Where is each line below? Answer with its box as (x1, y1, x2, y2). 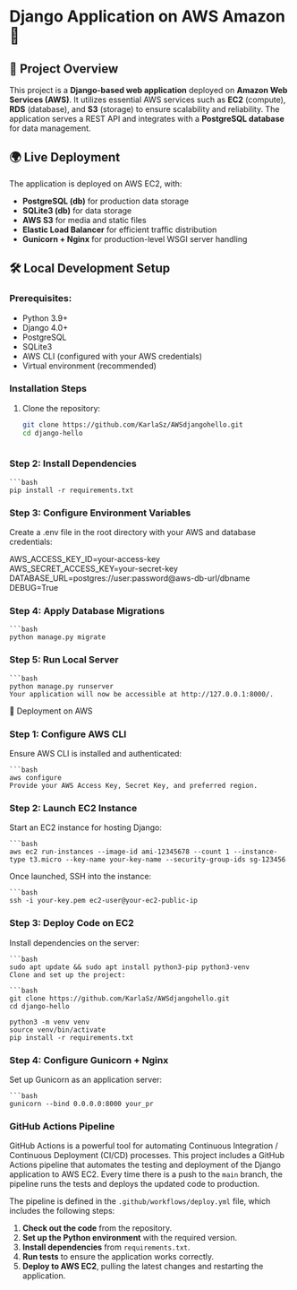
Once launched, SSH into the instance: (9, 871, 152, 882)
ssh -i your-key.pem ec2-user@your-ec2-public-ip (9, 896, 199, 905)
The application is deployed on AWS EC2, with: (9, 177, 182, 189)
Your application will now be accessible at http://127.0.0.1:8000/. (9, 689, 275, 698)
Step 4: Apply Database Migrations (9, 605, 165, 618)
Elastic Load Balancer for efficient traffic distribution (21, 224, 217, 235)
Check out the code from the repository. (21, 1223, 173, 1234)
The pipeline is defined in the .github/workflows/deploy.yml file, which (9, 1196, 271, 1207)
